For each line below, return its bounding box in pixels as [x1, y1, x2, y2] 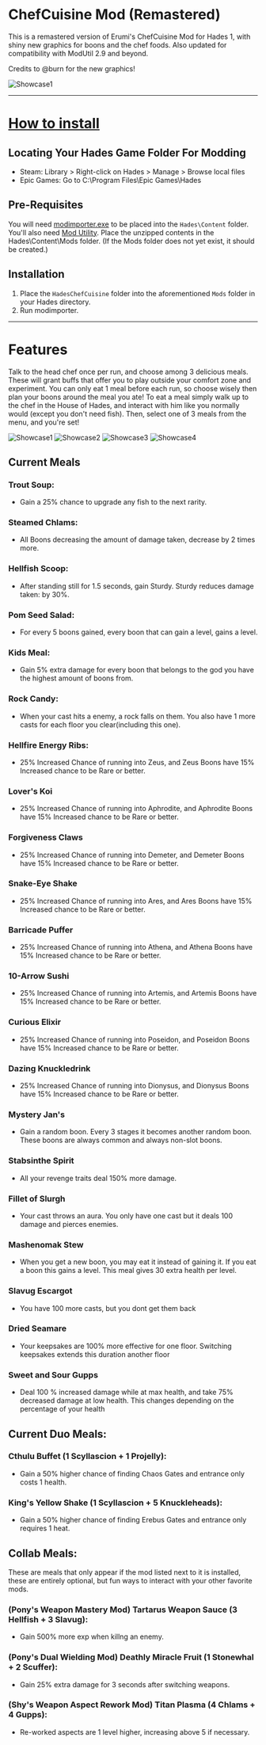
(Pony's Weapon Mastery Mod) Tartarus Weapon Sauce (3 [8, 1604, 237, 1615]
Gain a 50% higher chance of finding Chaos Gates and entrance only [19, 1469, 245, 1478]
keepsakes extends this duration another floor [19, 1349, 170, 1359]
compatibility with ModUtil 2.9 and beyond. [8, 48, 149, 58]
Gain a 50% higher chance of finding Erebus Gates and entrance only [19, 1515, 247, 1525]
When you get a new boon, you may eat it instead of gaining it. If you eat [19, 1257, 256, 1267]
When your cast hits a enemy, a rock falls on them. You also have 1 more [19, 711, 256, 721]
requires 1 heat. [19, 1523, 70, 1534]
